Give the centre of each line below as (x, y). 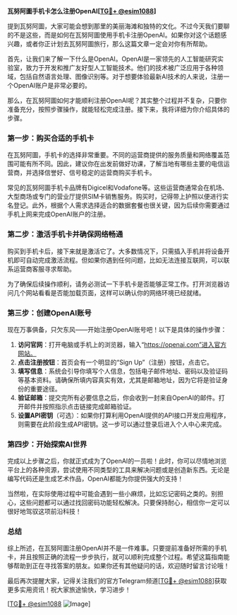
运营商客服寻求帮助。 (44, 269)
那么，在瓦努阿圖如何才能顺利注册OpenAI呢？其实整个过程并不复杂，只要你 (117, 100)
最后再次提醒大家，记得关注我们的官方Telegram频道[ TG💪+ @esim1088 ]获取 (117, 581)
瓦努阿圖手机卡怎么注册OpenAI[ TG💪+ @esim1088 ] (82, 11)
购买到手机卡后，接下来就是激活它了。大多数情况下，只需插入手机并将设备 (115, 251)
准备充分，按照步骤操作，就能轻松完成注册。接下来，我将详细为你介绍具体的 (119, 109)
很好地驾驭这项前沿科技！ (44, 512)
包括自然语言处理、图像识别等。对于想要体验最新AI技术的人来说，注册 (121, 76)
